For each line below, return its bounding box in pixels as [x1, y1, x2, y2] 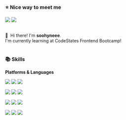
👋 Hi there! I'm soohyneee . [5, 32, 61, 38]
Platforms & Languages [5, 69, 54, 75]
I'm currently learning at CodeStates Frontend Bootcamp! [5, 38, 122, 44]
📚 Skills [5, 56, 25, 63]
